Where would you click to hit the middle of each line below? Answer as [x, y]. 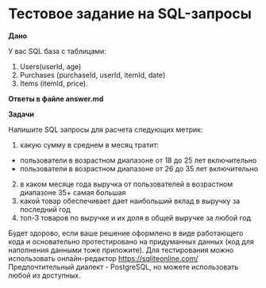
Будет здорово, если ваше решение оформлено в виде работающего [126, 233]
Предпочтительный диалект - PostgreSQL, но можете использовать [123, 267]
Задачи [21, 114]
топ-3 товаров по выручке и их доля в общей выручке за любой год [135, 217]
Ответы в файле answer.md [56, 98]
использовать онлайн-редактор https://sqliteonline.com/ [103, 258]
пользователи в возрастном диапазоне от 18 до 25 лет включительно [138, 160]
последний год [45, 209]
